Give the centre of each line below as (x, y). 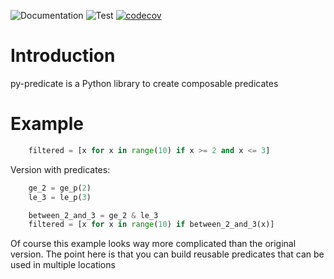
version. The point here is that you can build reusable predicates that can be (167, 254)
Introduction (63, 56)
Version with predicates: (60, 169)
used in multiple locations (63, 265)
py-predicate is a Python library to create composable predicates (144, 83)
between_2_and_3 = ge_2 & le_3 (93, 215)
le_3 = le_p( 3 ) (60, 197)
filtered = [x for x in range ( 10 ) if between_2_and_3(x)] (151, 225)
